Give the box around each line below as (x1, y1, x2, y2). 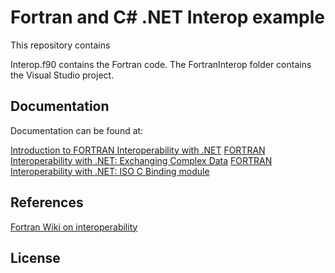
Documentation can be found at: (10, 124, 144, 136)
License (10, 249, 61, 266)
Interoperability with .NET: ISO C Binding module (10, 165, 210, 177)
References (10, 194, 84, 211)
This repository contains (10, 39, 111, 51)
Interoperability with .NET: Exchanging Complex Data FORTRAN (10, 154, 273, 166)
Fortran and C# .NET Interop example (10, 6, 326, 29)
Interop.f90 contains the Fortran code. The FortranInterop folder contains (10, 58, 312, 70)
